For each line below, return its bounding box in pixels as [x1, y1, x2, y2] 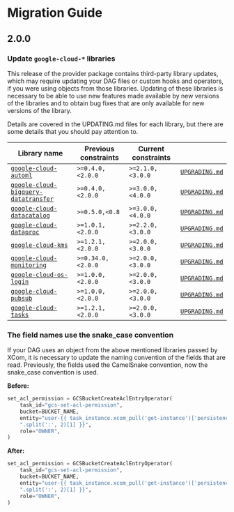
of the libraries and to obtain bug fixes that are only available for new [7, 99, 205, 107]
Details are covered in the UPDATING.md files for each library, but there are [7, 120, 224, 128]
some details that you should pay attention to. [7, 127, 139, 135]
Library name [17, 148, 63, 158]
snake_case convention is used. [7, 368, 99, 377]
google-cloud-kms [10, 241, 68, 249]
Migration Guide [7, 5, 103, 21]
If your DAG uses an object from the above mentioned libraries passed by [7, 346, 218, 354]
